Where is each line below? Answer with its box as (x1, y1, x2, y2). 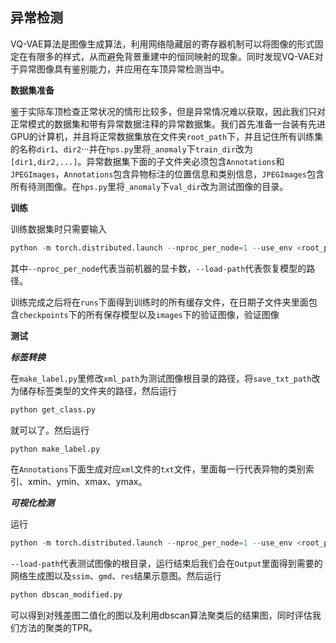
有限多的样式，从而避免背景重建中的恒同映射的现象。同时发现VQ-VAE (27, 50, 315, 62)
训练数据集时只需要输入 (10, 223, 107, 235)
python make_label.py (10, 444, 101, 454)
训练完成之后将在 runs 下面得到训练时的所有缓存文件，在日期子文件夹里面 (10, 296, 309, 308)
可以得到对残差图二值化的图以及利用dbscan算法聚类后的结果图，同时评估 (10, 609, 313, 622)
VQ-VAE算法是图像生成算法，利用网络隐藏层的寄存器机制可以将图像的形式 (10, 38, 315, 50)
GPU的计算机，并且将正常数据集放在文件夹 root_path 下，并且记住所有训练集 (10, 130, 324, 142)
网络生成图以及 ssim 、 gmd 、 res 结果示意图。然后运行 (10, 570, 222, 582)
